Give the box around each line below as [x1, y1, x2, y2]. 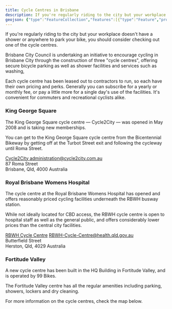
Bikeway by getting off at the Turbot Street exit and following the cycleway [5, 139, 162, 146]
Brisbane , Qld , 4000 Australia [5, 166, 68, 172]
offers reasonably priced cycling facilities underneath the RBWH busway [5, 196, 159, 202]
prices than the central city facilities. [5, 222, 82, 228]
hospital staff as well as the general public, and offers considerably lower [5, 216, 160, 223]
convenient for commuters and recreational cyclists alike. [5, 94, 126, 100]
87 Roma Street [5, 160, 38, 167]
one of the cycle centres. [5, 42, 58, 48]
